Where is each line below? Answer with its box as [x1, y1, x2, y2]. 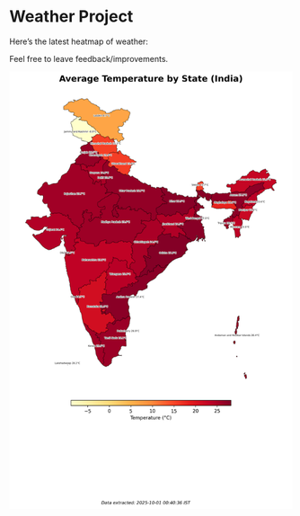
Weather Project [9, 6, 134, 27]
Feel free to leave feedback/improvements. [9, 53, 169, 64]
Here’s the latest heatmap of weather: [9, 36, 148, 47]
